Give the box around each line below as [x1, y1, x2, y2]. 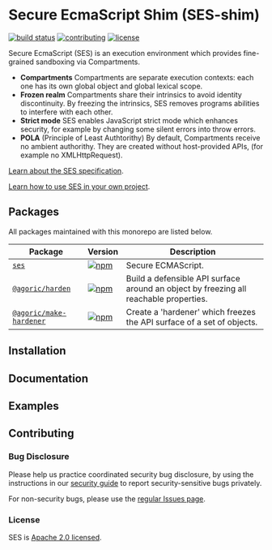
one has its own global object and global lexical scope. [19, 81, 203, 91]
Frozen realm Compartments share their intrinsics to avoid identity [19, 89, 243, 99]
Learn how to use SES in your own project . [8, 181, 151, 191]
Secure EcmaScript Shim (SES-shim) [8, 6, 261, 24]
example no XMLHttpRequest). [19, 150, 123, 160]
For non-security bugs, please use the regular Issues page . [8, 493, 206, 504]
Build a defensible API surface [125, 273, 240, 284]
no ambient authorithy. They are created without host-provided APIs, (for [19, 141, 264, 151]
